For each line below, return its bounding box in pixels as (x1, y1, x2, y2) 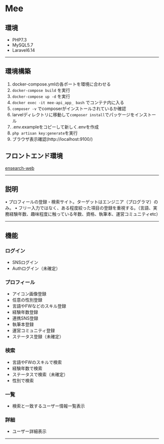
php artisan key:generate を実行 (12, 130, 78, 136)
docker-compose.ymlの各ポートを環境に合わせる (12, 81, 111, 87)
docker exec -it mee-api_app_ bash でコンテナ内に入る (12, 99, 124, 105)
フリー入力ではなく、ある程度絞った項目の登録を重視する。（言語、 (18, 205, 153, 211)
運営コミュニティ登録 (12, 328, 55, 333)
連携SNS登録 (12, 315, 39, 321)
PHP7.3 (12, 37, 27, 43)
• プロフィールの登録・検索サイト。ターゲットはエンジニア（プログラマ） (5, 199, 154, 205)
